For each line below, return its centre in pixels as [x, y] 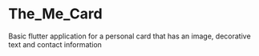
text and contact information [55, 44]
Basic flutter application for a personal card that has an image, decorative [129, 36]
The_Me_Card [55, 14]
